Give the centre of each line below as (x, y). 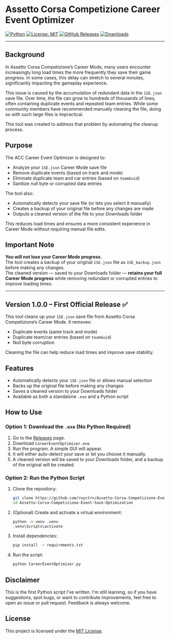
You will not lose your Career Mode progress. (54, 257)
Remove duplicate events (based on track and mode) (68, 172)
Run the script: (28, 555)
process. (14, 129)
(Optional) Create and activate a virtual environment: (67, 512)
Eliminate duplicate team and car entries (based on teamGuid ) (76, 178)
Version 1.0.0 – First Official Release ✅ (67, 304)
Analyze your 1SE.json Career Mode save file (60, 167)
